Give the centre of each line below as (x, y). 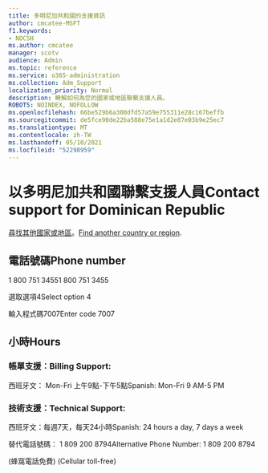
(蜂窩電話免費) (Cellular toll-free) (62, 461)
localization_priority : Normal (61, 90)
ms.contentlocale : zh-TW (50, 135)
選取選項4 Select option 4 (50, 297)
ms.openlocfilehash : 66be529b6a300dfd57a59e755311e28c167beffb (116, 113)
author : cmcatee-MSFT (45, 23)
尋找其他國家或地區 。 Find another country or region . (95, 232)
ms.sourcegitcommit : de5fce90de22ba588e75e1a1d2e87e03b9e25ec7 (116, 120)
